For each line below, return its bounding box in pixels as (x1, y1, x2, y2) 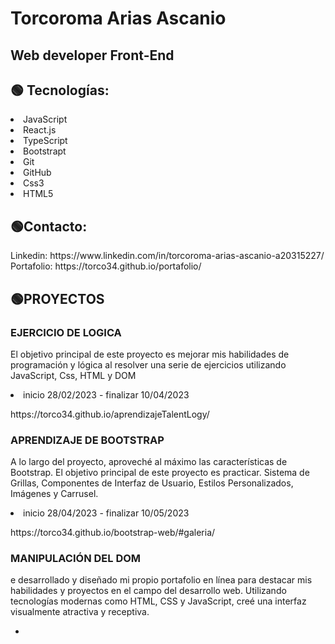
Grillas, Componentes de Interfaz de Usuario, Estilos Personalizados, (10, 477, 294, 489)
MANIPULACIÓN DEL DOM (10, 552, 142, 566)
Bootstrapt (23, 145, 67, 157)
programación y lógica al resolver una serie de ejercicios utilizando (10, 358, 287, 371)
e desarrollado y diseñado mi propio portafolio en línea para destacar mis (10, 574, 313, 586)
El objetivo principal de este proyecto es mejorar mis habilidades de (10, 348, 290, 360)
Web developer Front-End (10, 47, 175, 64)
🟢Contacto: (10, 218, 88, 235)
